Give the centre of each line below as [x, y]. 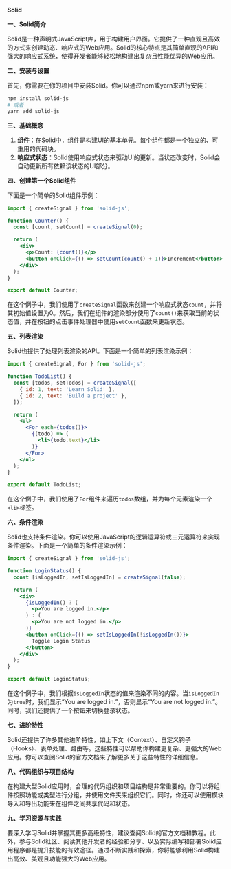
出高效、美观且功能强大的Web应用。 [59, 859]
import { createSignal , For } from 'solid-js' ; [77, 364]
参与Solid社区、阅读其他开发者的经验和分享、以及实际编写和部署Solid [118, 841]
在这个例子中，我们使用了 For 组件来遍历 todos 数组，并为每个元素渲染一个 [110, 499]
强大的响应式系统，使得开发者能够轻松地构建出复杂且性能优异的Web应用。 [113, 56]
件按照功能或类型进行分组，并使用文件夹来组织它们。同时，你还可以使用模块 [115, 795]
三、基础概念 [25, 125]
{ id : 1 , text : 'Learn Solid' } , [67, 389]
